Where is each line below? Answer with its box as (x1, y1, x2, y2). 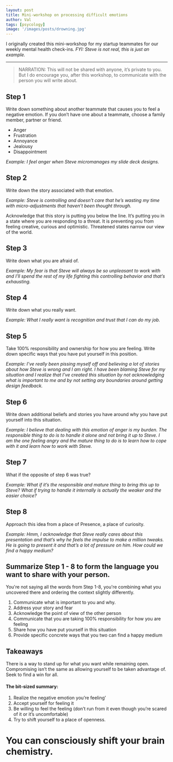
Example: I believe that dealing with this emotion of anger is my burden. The (6, 427, 167, 432)
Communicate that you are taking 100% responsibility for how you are (13, 615, 161, 622)
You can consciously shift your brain (6, 735, 165, 746)
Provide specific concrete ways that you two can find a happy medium (13, 632, 163, 638)
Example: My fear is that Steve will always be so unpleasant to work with (6, 267, 161, 274)
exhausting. (6, 278, 31, 284)
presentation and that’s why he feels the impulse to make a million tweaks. (6, 536, 164, 542)
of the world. (6, 229, 33, 235)
